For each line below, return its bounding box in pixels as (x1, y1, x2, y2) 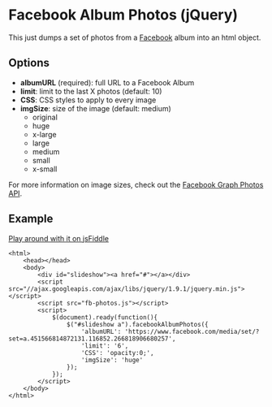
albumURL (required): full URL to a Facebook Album (19, 77, 195, 87)
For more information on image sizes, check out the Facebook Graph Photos (8, 180, 264, 189)
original (32, 112, 58, 122)
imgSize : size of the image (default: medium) (19, 103, 172, 113)
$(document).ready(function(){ (51, 313, 158, 322)
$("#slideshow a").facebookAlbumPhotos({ (66, 320, 209, 328)
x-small (32, 164, 58, 174)
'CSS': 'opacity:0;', (80, 349, 154, 357)
